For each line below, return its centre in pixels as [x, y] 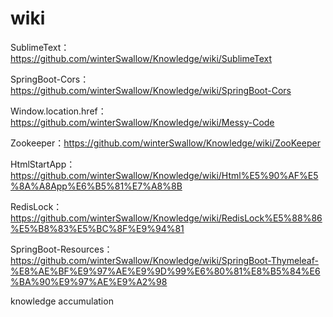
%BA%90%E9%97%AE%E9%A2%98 [89, 281]
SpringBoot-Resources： [61, 249]
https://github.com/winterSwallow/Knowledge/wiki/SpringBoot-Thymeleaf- [164, 260]
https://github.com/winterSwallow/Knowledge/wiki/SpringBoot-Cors [151, 90]
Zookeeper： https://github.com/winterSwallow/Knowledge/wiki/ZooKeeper [165, 143]
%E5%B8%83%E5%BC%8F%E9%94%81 [97, 228]
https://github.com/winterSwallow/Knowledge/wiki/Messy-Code [142, 122]
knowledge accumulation [62, 301]
